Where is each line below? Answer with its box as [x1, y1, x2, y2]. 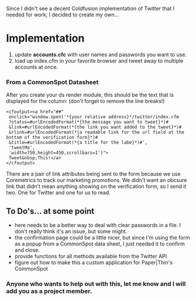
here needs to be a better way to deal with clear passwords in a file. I [14, 222, 181, 229]
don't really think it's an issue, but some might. [14, 228, 128, 235]
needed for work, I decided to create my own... [6, 11, 119, 18]
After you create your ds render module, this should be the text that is [6, 91, 174, 98]
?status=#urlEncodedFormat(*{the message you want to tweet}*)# [8, 119, 169, 125]
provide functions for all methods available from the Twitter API [14, 253, 167, 260]
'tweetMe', [8, 145, 35, 151]
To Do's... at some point [6, 206, 95, 216]
